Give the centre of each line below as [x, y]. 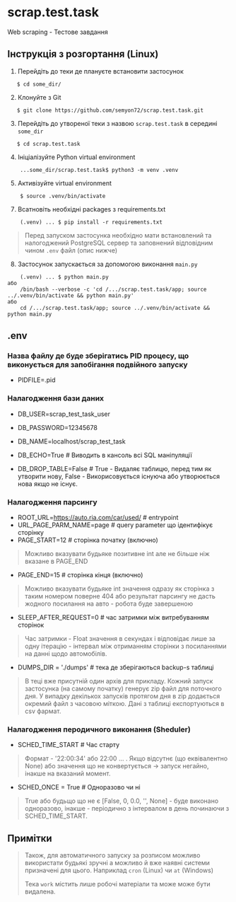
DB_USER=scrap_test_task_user [64, 414]
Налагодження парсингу [52, 502]
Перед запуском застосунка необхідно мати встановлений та [118, 235]
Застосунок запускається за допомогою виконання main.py [107, 264]
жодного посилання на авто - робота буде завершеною [108, 604]
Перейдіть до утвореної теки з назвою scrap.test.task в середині [117, 123]
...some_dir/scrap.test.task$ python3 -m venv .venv [99, 170]
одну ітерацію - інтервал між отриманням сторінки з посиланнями [125, 646]
